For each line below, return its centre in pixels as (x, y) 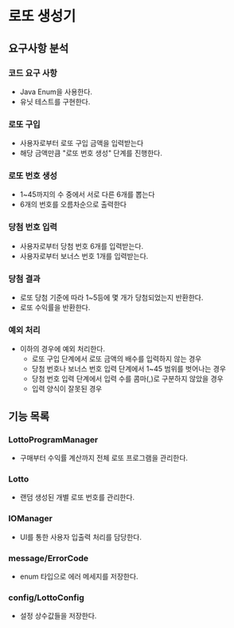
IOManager (31, 519)
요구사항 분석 (39, 48)
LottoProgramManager (53, 439)
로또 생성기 (42, 16)
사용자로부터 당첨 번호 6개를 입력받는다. (82, 246)
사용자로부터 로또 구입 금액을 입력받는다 (82, 143)
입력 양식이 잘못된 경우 (67, 389)
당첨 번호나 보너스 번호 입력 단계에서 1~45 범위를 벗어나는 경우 (129, 369)
